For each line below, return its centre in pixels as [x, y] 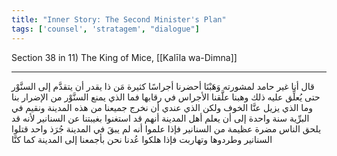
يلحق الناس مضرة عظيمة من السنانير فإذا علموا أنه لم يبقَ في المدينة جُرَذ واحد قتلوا [166, 128]
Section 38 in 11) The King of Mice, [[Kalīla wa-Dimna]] [124, 57]
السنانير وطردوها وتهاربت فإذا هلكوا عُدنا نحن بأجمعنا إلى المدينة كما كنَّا [142, 139]
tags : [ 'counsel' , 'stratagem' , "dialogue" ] [105, 29]
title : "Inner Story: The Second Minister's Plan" [119, 19]
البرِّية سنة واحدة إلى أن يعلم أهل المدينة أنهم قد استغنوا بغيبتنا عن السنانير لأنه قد [160, 118]
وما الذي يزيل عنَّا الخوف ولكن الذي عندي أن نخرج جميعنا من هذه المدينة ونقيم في [162, 107]
